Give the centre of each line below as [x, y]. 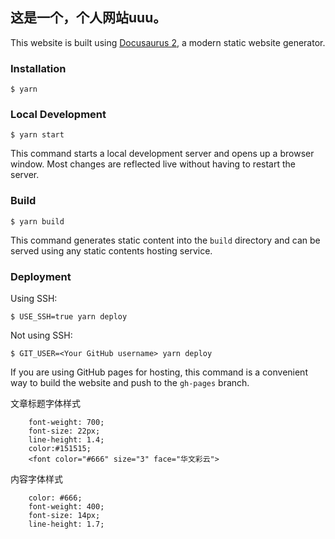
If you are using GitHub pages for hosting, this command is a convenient [159, 372]
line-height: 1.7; [66, 524]
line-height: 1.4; [66, 440]
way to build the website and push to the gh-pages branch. [130, 382]
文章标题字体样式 [45, 403]
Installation [38, 68]
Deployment [41, 276]
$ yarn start [37, 135]
